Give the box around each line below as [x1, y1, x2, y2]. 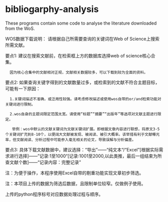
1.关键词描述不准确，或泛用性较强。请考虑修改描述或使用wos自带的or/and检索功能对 [10, 96, 161, 101]
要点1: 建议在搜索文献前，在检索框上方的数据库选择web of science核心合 [5, 53, 155, 59]
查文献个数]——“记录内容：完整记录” [5, 159, 81, 165]
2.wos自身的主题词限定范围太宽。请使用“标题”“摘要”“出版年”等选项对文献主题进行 [10, 111, 158, 116]
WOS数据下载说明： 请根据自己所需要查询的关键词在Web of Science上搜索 [5, 36, 159, 42]
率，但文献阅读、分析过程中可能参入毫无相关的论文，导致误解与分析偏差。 [5, 137, 136, 142]
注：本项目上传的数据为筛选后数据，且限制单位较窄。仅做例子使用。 [5, 180, 146, 186]
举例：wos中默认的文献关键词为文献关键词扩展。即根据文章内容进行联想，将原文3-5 [12, 126, 160, 131]
